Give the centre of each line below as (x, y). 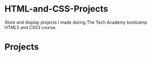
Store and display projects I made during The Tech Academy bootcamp (76, 22)
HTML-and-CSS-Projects (56, 9)
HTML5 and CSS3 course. (31, 27)
